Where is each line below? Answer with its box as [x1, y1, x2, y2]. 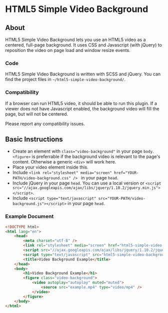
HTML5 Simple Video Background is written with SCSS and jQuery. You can [5, 71, 161, 77]
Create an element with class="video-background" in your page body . [12, 148, 154, 154]
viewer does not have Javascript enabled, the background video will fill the [5, 105, 159, 111]
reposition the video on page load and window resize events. [5, 47, 131, 53]
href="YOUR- [114, 170, 139, 175]
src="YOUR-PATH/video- [98, 196, 146, 201]
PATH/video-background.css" [12, 176, 71, 181]
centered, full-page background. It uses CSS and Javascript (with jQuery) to [5, 42, 162, 48]
